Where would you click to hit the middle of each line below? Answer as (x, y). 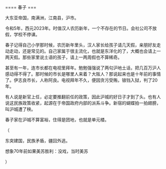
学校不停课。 (27, 34)
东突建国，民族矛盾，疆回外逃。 (38, 141)
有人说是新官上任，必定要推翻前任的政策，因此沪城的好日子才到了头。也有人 (83, 97)
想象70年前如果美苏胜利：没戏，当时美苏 (47, 151)
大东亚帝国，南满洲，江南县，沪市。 (42, 18)
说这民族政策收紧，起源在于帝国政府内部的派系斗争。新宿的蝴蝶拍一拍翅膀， (83, 103)
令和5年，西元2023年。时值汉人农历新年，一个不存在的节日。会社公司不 (79, 28)
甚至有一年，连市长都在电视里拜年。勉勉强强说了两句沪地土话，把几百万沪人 (83, 68)
